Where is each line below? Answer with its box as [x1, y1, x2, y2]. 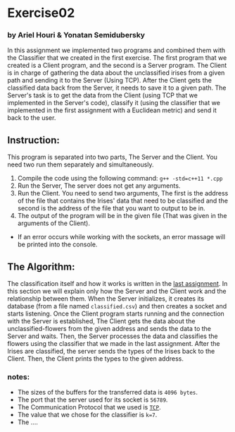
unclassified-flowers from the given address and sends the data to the [7, 325, 212, 333]
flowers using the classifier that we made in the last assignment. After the [7, 340, 220, 348]
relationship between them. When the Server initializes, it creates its [7, 294, 205, 303]
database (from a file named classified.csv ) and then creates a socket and [7, 302, 227, 311]
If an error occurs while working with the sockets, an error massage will [17, 233, 226, 241]
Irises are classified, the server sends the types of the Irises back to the [7, 347, 215, 356]
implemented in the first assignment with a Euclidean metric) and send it [7, 106, 217, 114]
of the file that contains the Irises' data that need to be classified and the [17, 196, 229, 205]
